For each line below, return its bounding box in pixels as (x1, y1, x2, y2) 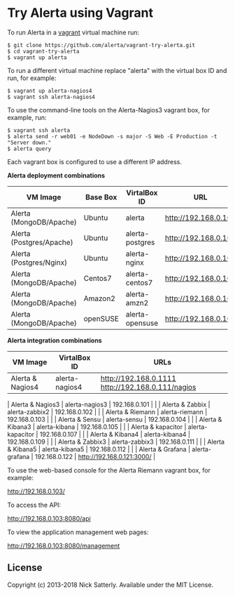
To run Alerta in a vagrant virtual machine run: (7, 28, 140, 37)
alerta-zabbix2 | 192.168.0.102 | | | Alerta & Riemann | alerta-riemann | (7, 407, 208, 416)
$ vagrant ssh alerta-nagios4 (7, 93, 96, 100)
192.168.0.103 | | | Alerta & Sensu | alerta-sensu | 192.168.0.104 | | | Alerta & (7, 415, 222, 423)
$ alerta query (7, 145, 52, 152)
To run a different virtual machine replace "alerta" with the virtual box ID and (7, 66, 227, 74)
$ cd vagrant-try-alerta (7, 48, 80, 55)
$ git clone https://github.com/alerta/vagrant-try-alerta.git (7, 41, 196, 48)
